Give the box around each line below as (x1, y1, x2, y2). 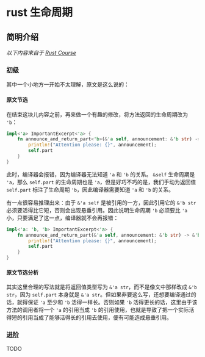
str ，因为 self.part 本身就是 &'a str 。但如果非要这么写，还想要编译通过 (6, 291, 191, 298)
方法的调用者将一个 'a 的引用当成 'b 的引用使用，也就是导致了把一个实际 (6, 306, 189, 314)
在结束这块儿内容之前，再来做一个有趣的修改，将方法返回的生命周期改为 (6, 110, 188, 118)
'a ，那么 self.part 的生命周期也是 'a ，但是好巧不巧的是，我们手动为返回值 (6, 178, 196, 186)
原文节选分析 (6, 269, 38, 276)
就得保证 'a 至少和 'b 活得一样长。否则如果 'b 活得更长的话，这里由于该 (16, 298, 198, 306)
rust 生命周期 (6, 5, 73, 20)
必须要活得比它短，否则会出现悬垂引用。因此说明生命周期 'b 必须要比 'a (6, 206, 188, 214)
